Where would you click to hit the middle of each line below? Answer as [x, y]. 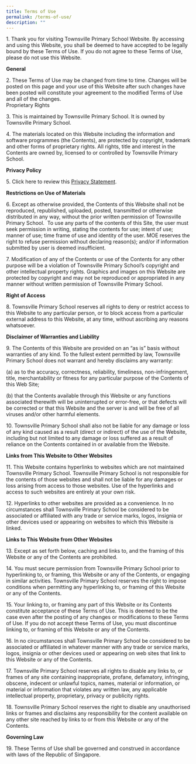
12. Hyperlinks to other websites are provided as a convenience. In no [90, 503]
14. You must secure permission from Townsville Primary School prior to [93, 568]
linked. [14, 528]
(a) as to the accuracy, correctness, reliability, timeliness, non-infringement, [97, 372]
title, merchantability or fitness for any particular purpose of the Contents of [97, 378]
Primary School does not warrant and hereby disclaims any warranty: [90, 361]
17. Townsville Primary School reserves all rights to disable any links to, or [94, 671]
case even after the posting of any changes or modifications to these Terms [97, 617]
